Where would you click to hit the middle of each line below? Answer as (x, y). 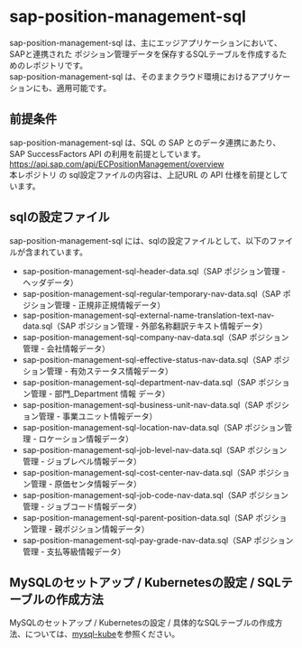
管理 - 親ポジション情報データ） (90, 529)
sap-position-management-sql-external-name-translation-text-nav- (148, 315)
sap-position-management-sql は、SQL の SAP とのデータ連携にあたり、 (145, 143)
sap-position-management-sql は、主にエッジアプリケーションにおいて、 (146, 42)
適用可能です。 (84, 88)
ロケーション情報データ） (86, 439)
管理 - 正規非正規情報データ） (110, 305)
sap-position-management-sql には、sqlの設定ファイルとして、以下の (140, 240)
